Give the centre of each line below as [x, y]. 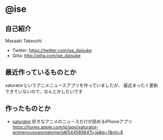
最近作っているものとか [41, 72]
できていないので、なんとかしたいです [44, 91]
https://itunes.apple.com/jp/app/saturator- [55, 127]
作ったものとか [28, 109]
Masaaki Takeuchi [23, 41]
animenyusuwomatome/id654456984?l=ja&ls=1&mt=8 [68, 132]
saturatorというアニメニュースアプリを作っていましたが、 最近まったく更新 [81, 85]
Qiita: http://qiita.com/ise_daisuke [46, 56]
